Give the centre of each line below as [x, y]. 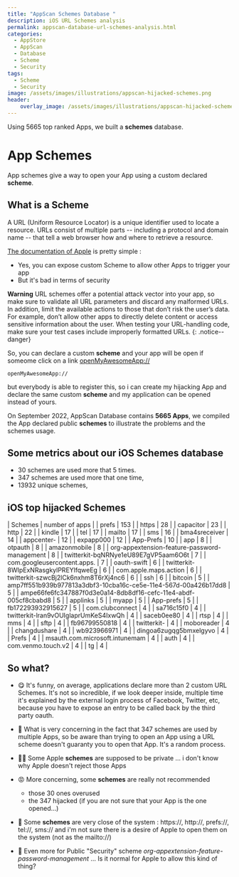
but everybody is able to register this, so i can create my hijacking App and [117, 387]
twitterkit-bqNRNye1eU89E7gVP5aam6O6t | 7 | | [135, 555]
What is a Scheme [48, 205]
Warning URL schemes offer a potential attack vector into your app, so [111, 294]
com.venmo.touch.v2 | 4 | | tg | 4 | [58, 646]
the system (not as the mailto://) [64, 837]
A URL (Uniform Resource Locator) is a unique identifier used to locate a [113, 222]
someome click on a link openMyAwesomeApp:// [79, 361]
